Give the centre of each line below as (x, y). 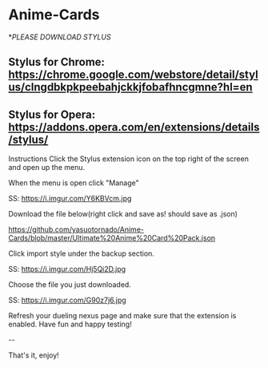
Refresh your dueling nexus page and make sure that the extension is (122, 316)
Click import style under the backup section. (81, 253)
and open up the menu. (47, 168)
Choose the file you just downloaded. (70, 285)
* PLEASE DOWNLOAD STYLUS (60, 37)
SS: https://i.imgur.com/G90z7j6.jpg (67, 300)
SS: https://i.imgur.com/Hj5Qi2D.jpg (67, 269)
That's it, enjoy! (34, 355)
